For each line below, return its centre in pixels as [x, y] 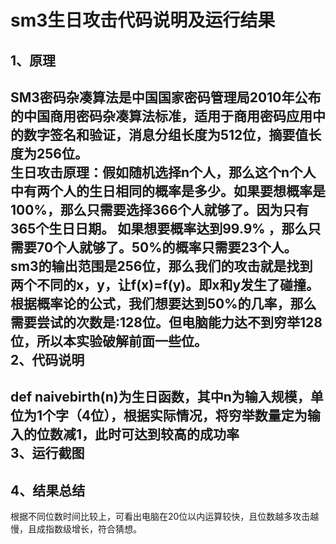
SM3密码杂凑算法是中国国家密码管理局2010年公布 [166, 97]
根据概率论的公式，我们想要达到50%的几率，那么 [163, 303]
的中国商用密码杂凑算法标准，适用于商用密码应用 [161, 116]
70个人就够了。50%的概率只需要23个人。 [167, 247]
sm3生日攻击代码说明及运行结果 [143, 20]
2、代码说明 [47, 359]
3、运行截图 [47, 453]
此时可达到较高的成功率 [167, 434]
